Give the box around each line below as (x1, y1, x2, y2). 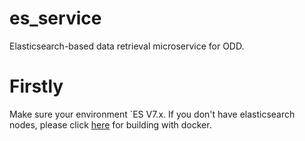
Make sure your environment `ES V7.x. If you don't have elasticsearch (9, 108, 296, 120)
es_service (9, 7, 102, 30)
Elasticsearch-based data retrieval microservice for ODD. (9, 40, 245, 52)
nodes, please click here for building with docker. (9, 118, 212, 131)
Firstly (9, 75, 64, 98)
